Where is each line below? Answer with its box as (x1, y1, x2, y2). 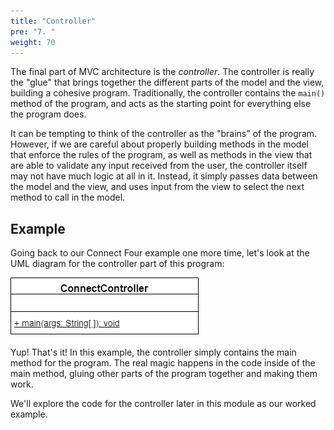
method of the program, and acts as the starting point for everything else (10, 98, 312, 110)
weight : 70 (10, 37, 56, 47)
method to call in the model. (10, 191, 126, 204)
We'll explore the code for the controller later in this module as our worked (10, 398, 317, 410)
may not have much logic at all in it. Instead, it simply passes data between (10, 170, 318, 182)
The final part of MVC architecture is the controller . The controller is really (10, 66, 315, 78)
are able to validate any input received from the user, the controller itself (10, 160, 308, 172)
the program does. (10, 108, 87, 120)
